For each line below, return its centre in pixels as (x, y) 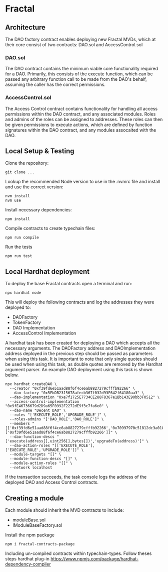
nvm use (13, 201)
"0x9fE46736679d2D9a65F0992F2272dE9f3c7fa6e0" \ (57, 406)
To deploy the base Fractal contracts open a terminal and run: (69, 284)
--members (20, 424)
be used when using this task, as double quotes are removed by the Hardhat (84, 364)
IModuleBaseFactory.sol (37, 525)
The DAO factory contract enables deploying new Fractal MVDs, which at (80, 39)
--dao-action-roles (30, 446)
